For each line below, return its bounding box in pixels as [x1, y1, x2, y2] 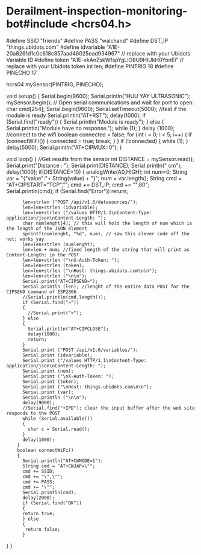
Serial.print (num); [22, 368, 74, 374]
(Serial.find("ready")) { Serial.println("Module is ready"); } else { [6, 118, 164, 125]
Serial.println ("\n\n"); [22, 394, 87, 401]
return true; [22, 510, 55, 516]
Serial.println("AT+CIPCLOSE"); [28, 326, 110, 332]
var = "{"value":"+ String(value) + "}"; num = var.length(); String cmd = [6, 174, 182, 182]
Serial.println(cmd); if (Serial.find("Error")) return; [6, 187, 128, 194]
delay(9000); [22, 399, 55, 405]
